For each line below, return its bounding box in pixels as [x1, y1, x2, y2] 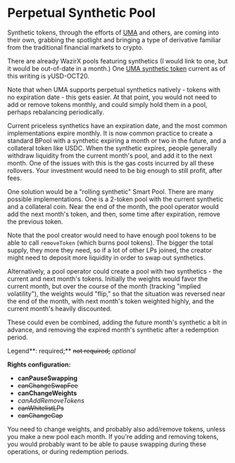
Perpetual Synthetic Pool [7, 5, 156, 21]
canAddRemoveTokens [17, 396, 84, 405]
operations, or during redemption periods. [7, 447, 129, 455]
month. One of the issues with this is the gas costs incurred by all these [7, 158, 215, 167]
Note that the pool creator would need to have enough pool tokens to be [7, 231, 217, 239]
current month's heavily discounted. [7, 304, 113, 312]
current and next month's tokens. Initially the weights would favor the [7, 274, 208, 283]
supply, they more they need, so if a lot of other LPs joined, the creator [7, 246, 212, 254]
